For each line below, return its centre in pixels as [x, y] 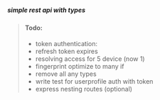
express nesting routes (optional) [84, 89]
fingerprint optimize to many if [80, 66]
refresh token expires [66, 51]
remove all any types [66, 74]
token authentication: [66, 43]
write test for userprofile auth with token [94, 81]
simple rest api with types [46, 10]
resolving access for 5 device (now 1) [90, 59]
